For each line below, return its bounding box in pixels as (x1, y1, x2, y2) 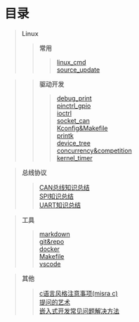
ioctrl (56, 109, 72, 117)
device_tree (56, 139, 91, 147)
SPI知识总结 (39, 192, 74, 200)
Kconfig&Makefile (56, 124, 108, 132)
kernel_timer (56, 153, 93, 162)
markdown (39, 229, 71, 238)
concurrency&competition (56, 146, 132, 155)
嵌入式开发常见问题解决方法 (39, 307, 120, 315)
